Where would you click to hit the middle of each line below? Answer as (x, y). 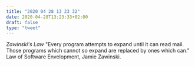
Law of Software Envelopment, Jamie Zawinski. (64, 57)
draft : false (22, 22)
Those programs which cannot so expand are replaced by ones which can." (98, 51)
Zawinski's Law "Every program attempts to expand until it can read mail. (95, 44)
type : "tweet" (24, 28)
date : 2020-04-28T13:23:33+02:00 (47, 17)
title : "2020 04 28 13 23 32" (43, 11)
